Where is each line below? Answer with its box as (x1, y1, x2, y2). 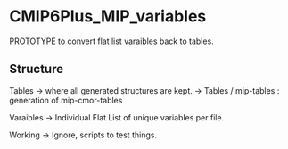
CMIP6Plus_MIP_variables (9, 6, 207, 27)
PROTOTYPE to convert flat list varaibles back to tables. (9, 36, 214, 46)
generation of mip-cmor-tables (9, 95, 123, 105)
